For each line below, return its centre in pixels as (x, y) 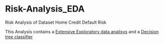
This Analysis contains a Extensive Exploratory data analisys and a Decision (82, 31)
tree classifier (19, 37)
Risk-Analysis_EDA (45, 9)
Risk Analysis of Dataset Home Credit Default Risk (56, 22)
